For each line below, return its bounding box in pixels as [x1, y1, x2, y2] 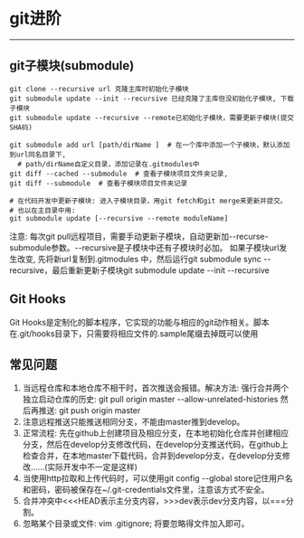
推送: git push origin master [38, 405, 141, 416]
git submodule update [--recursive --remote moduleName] [9, 213, 229, 222]
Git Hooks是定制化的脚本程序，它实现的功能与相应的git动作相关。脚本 [9, 316, 270, 327]
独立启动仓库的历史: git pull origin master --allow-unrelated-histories [22, 394, 279, 405]
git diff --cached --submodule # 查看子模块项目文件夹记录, [9, 169, 229, 178]
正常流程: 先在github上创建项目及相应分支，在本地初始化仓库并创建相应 [22, 428, 290, 439]
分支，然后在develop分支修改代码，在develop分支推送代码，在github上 [22, 439, 289, 450]
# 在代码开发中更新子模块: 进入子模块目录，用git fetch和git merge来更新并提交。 [9, 196, 288, 205]
